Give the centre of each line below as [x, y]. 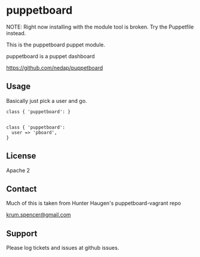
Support [22, 234]
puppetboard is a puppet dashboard [51, 56]
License [21, 156]
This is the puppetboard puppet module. [56, 45]
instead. [16, 33]
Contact [21, 189]
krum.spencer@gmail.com [39, 215]
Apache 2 [18, 170]
